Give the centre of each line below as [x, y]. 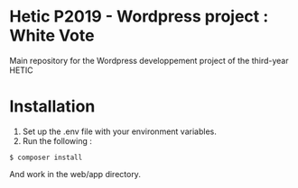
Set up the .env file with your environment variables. [119, 131]
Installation [52, 107]
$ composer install [46, 157]
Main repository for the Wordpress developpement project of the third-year [149, 60]
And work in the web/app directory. [75, 174]
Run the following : [57, 140]
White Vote [52, 36]
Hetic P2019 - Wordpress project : [139, 17]
